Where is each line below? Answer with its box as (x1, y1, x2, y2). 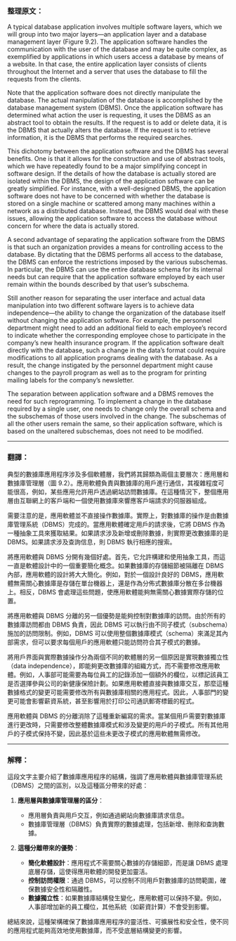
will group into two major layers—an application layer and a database (7, 30, 207, 39)
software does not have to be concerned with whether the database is (7, 192, 211, 200)
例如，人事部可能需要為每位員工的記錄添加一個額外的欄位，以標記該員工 (19, 670, 229, 679)
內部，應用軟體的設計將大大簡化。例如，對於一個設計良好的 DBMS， (7, 570, 206, 578)
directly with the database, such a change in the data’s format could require (7, 346, 226, 354)
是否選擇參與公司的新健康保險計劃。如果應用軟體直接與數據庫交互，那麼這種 (7, 679, 229, 687)
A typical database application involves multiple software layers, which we (7, 23, 223, 31)
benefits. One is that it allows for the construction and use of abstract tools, (7, 155, 226, 163)
